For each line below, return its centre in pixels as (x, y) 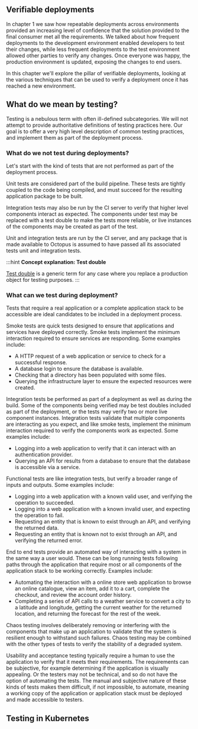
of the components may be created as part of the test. (72, 226)
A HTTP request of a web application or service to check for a (90, 356)
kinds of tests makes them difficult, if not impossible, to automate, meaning (98, 687)
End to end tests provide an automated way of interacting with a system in (96, 552)
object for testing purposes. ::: (43, 280)
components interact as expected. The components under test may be (92, 214)
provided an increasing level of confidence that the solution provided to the (98, 30)
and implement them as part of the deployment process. (74, 137)
